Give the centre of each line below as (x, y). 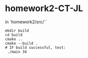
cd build (14, 35)
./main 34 (17, 52)
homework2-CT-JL (44, 8)
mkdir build (17, 30)
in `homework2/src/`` (26, 22)
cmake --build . (21, 43)
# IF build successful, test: (36, 47)
